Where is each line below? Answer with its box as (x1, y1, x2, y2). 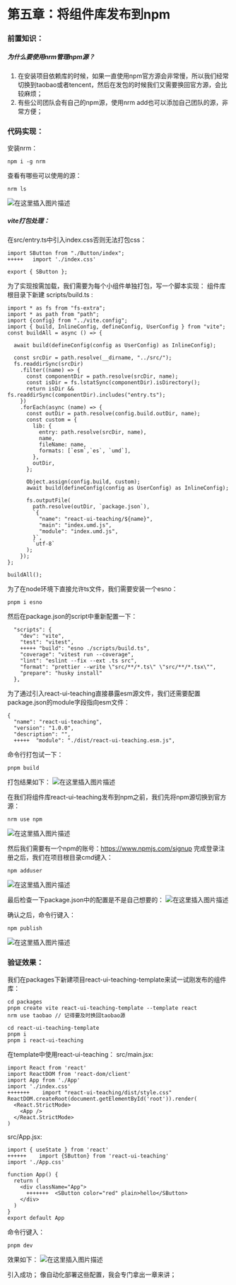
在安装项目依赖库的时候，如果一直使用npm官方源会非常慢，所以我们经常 (17, 72, 229, 80)
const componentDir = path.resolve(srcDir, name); (25, 373, 179, 380)
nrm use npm (7, 816, 42, 823)
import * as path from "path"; (7, 311, 100, 318)
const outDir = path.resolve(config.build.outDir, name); (25, 410, 201, 417)
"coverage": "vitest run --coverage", (20, 651, 134, 658)
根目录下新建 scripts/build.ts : (7, 291, 93, 299)
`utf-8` (33, 540, 55, 548)
